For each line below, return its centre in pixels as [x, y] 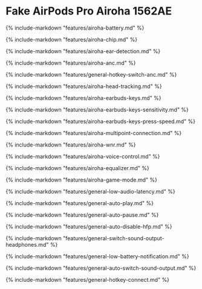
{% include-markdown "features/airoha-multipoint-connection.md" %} [94, 133]
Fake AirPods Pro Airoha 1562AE [89, 11]
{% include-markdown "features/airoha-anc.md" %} [71, 63]
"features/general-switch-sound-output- [113, 238]
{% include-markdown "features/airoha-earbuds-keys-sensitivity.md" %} [97, 109]
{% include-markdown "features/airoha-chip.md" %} [72, 39]
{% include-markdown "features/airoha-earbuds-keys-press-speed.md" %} [101, 121]
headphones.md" [27, 244]
